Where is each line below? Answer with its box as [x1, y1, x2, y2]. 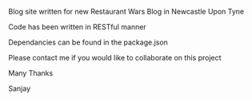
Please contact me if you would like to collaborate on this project [8, 53, 222, 62]
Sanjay [8, 84, 31, 93]
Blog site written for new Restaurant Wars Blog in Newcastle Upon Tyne [8, 7, 245, 16]
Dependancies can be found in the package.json [8, 37, 168, 47]
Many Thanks [8, 68, 54, 78]
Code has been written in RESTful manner [8, 22, 146, 31]
